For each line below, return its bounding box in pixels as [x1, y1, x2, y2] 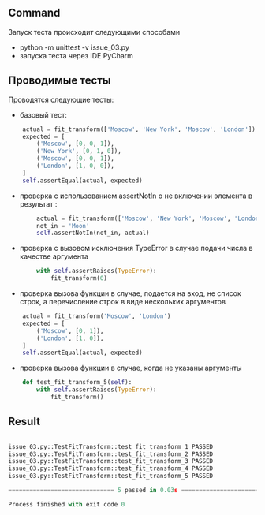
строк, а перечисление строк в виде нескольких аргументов [19, 297, 226, 306]
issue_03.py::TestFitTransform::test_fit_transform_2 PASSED [8, 450, 214, 458]
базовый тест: [19, 110, 67, 119]
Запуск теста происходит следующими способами [8, 27, 181, 36]
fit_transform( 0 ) [50, 274, 108, 282]
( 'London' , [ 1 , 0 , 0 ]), [36, 162, 114, 170]
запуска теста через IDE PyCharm [19, 50, 134, 60]
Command [8, 6, 61, 20]
